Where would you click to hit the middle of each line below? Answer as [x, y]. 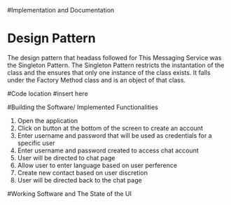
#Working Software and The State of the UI [69, 193]
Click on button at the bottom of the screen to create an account [110, 128]
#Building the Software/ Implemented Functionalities [83, 107]
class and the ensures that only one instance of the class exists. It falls [109, 72]
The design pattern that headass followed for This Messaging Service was [114, 57]
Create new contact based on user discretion [83, 172]
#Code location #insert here [48, 93]
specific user [36, 143]
